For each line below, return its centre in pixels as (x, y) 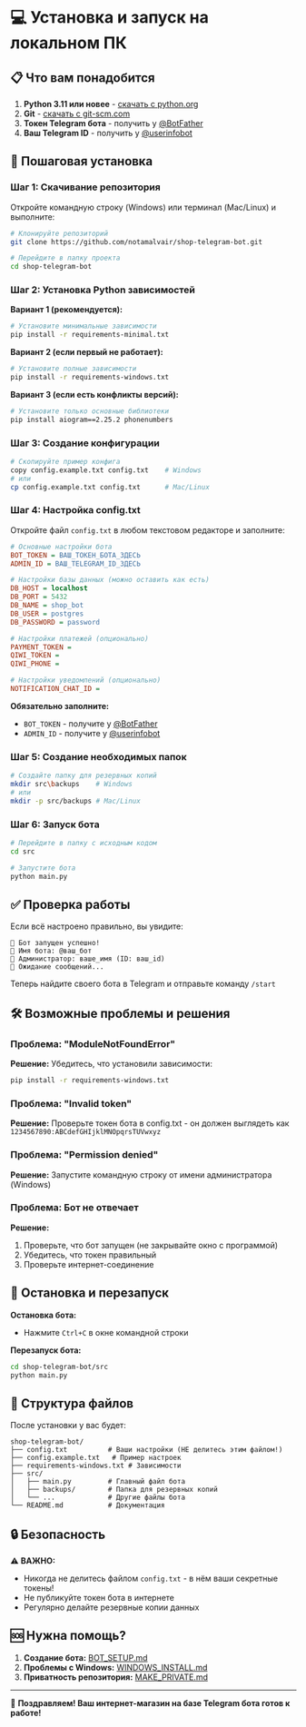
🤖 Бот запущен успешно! (55, 943)
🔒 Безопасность (58, 1534)
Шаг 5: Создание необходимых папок (99, 756)
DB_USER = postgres (47, 614)
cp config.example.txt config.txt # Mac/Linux (110, 487)
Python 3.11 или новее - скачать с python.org (111, 104)
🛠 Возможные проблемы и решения (120, 1013)
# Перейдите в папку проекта (65, 258)
